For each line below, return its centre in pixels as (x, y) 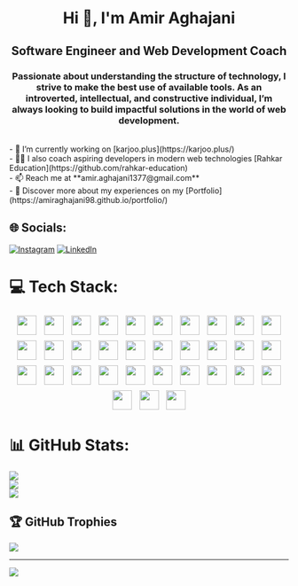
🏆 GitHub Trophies (63, 522)
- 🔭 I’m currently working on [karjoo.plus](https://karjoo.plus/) (122, 149)
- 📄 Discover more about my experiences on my (97, 191)
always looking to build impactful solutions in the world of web (149, 109)
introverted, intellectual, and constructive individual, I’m (149, 98)
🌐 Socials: (38, 228)
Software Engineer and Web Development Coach (149, 51)
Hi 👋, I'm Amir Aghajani (149, 18)
